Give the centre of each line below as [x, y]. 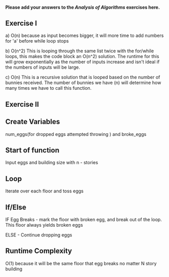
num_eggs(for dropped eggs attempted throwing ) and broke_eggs [76, 134]
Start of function [32, 150]
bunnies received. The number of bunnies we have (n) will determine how [83, 83]
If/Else [16, 207]
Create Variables [33, 122]
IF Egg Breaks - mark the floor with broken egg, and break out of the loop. [84, 220]
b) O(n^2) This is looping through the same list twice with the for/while [80, 51]
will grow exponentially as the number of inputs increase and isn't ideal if [82, 62]
